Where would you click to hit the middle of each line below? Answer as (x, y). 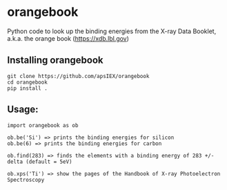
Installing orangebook (55, 60)
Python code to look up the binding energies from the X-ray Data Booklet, (112, 31)
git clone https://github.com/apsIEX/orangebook (78, 76)
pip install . (28, 88)
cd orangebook (28, 82)
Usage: (23, 110)
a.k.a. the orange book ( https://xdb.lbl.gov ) (68, 38)
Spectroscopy (26, 180)
